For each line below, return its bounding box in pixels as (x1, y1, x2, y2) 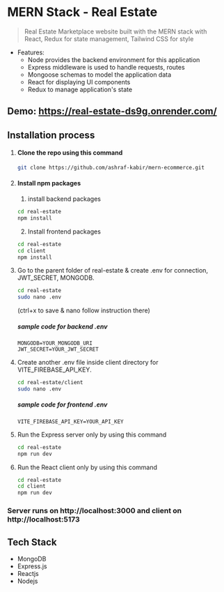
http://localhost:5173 (7, 515, 80, 524)
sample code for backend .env (17, 322, 108, 331)
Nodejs (17, 577, 38, 585)
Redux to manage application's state (27, 85, 133, 93)
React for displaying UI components (27, 77, 131, 86)
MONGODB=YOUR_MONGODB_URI (17, 340, 93, 347)
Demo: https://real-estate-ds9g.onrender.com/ (7, 105, 217, 117)
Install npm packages (17, 179, 81, 188)
